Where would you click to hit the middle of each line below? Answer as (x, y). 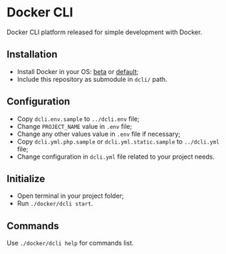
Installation (32, 54)
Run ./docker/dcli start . (55, 203)
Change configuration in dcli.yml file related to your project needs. (116, 157)
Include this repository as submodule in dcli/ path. (92, 79)
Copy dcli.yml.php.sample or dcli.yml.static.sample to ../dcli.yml (118, 141)
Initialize (26, 179)
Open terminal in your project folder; (70, 196)
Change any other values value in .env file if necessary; (99, 134)
